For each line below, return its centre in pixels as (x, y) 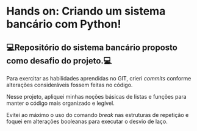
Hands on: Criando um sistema (86, 11)
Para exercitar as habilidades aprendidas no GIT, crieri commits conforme (99, 78)
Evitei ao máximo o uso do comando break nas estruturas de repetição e (98, 115)
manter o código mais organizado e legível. (60, 103)
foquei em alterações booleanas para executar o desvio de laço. (87, 121)
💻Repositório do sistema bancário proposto (92, 47)
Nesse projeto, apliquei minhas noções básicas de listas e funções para (97, 97)
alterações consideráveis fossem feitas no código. (70, 85)
